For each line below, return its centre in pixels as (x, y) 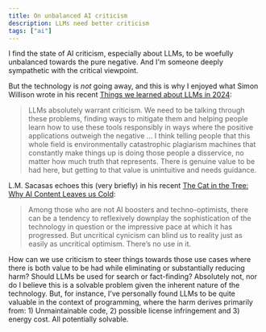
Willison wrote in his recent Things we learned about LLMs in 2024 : (120, 95)
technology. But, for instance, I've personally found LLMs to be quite (122, 293)
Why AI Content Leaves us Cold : (62, 195)
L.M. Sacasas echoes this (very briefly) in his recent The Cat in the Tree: (129, 186)
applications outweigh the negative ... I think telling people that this (139, 136)
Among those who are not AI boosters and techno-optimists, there (138, 210)
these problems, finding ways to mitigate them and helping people (138, 119)
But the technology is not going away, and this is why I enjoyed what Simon (133, 86)
